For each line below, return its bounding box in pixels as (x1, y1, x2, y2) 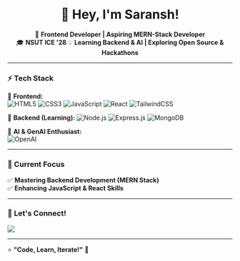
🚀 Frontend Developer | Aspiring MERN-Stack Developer (34, 30, 206, 39)
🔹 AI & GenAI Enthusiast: (7, 128, 82, 136)
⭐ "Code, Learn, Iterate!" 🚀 (7, 245, 89, 254)
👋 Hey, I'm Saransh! (60, 6, 180, 23)
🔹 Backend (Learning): (7, 113, 76, 122)
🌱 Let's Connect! (7, 208, 66, 218)
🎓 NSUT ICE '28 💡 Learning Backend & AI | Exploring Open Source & (16, 38, 224, 46)
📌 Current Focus (7, 160, 65, 170)
